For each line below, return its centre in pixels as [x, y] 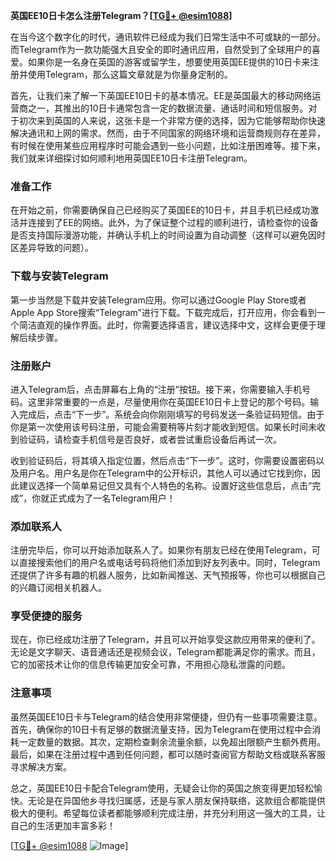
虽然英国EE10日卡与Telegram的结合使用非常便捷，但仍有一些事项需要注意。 [166, 716]
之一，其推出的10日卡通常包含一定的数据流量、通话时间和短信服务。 [168, 108]
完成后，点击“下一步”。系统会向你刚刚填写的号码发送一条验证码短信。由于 [171, 414]
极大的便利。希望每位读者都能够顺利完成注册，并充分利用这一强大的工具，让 [168, 813]
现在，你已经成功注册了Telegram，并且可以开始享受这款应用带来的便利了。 [165, 640]
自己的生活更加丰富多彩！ [63, 825]
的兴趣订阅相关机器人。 [58, 588]
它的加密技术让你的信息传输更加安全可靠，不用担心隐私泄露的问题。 [150, 665]
